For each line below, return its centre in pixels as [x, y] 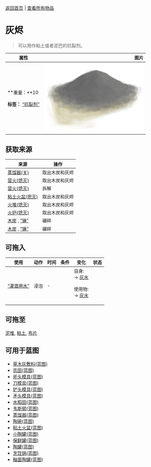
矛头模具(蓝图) [28, 396]
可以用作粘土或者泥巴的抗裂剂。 [51, 45]
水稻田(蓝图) [26, 402]
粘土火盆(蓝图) [28, 427]
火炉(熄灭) [18, 213]
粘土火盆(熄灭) [23, 196]
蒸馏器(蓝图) [26, 414]
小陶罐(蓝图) [26, 434]
